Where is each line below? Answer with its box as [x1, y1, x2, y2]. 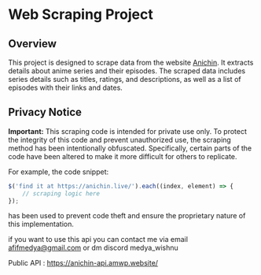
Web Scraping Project [8, 6, 153, 24]
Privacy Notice [8, 106, 83, 119]
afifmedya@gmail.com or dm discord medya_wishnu [8, 243, 178, 253]
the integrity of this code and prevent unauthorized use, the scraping [8, 135, 232, 144]
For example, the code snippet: [8, 167, 109, 177]
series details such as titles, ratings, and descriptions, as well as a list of [8, 75, 241, 84]
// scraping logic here [22, 189, 101, 198]
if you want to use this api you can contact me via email [8, 235, 189, 244]
